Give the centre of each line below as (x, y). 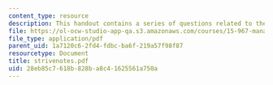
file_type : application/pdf (56, 38)
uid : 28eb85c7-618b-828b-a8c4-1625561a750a (83, 69)
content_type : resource (49, 16)
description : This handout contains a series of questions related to (130, 23)
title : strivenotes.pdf (49, 62)
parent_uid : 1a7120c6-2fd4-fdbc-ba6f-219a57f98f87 (96, 46)
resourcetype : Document (49, 53)
